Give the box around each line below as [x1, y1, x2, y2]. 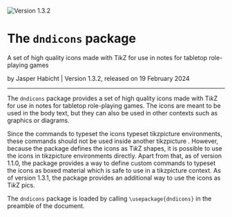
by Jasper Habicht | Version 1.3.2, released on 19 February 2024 [7, 74, 190, 82]
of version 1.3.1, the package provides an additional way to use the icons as [7, 173, 221, 182]
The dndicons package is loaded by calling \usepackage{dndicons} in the [7, 194, 212, 202]
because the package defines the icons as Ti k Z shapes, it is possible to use [7, 144, 222, 152]
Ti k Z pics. [7, 180, 36, 189]
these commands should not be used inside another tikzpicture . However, [7, 137, 219, 145]
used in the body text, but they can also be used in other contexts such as [7, 108, 218, 117]
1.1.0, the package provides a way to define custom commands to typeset [7, 159, 216, 167]
